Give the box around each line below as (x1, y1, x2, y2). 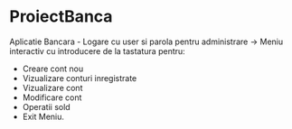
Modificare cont (22, 92, 82, 103)
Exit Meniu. (22, 111, 65, 122)
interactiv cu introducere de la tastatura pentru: (9, 45, 185, 56)
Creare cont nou (22, 63, 84, 74)
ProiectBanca (9, 6, 113, 27)
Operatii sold (22, 101, 71, 112)
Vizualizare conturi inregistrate (22, 72, 137, 83)
